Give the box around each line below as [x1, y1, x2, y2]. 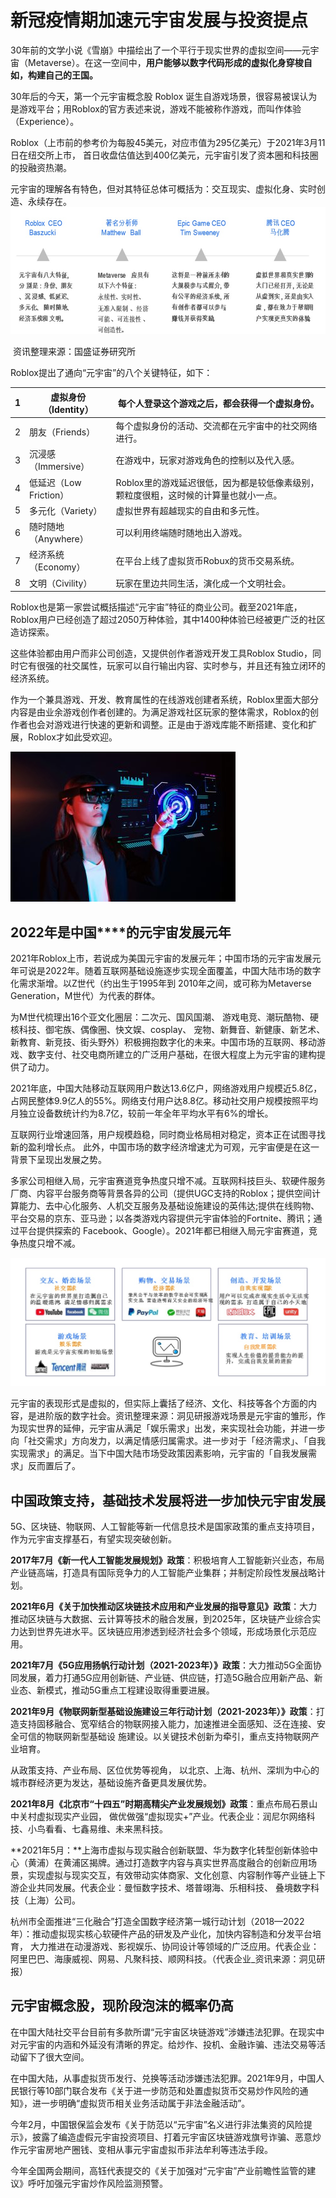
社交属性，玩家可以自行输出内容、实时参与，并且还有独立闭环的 [62, 660, 326, 672]
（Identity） [43, 403, 94, 415]
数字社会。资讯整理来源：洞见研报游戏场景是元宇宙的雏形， [71, 1410, 317, 1422]
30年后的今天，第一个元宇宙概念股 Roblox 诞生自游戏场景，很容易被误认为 [10, 90, 318, 102]
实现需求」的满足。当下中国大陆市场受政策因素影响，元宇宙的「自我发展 [10, 1447, 308, 1460]
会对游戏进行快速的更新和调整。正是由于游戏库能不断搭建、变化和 [36, 719, 308, 731]
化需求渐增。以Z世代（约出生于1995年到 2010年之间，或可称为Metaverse [10, 977, 312, 990]
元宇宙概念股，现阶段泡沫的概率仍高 [10, 1997, 234, 2015]
